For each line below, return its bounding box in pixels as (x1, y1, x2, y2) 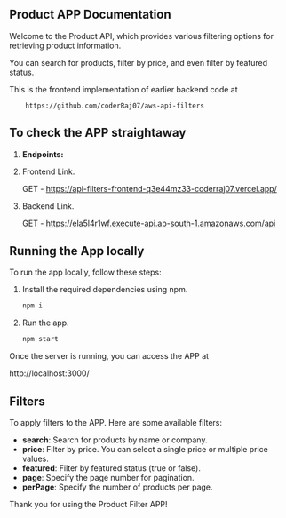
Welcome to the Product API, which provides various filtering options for (9, 30, 274, 41)
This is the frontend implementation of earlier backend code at (9, 84, 238, 94)
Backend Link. (21, 200, 75, 211)
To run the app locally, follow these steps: (9, 267, 162, 278)
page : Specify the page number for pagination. (21, 473, 195, 482)
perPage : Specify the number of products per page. (21, 482, 213, 492)
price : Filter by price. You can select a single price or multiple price (21, 444, 268, 454)
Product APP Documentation (9, 7, 171, 22)
